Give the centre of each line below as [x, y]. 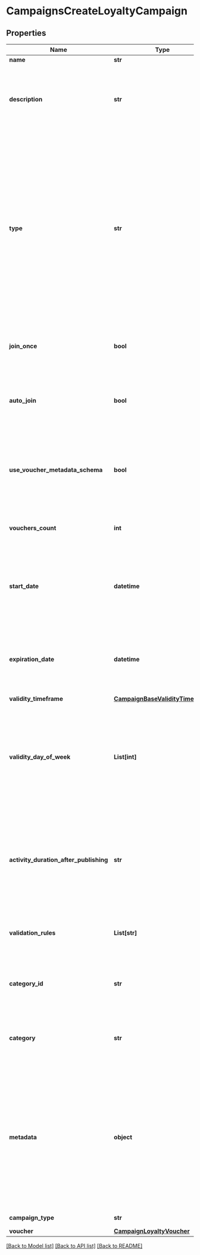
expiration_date [32, 659]
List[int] [125, 757]
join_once [23, 346]
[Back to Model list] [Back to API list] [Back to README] [74, 1246]
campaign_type [32, 1218]
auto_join [23, 401]
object [123, 1137]
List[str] [126, 933]
